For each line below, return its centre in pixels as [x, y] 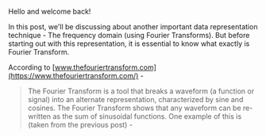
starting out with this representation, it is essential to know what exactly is [129, 44]
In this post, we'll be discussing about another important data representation [133, 27]
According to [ [32, 67]
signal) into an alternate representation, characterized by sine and [135, 99]
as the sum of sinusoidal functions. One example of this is [147, 116]
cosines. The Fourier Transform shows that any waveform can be [134, 108]
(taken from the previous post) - [80, 125]
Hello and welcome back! [50, 11]
